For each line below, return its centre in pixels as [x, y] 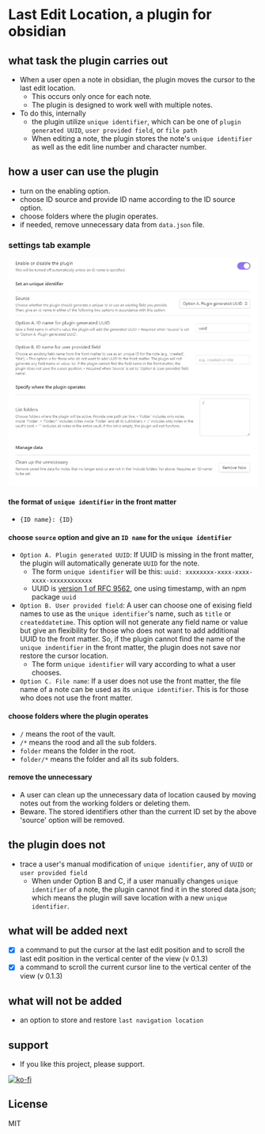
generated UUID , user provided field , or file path [114, 130]
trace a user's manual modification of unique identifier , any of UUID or [136, 864]
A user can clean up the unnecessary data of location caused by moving [138, 794]
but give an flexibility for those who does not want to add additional [129, 630]
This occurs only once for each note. [91, 96]
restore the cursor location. [64, 656]
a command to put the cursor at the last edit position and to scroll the [132, 950]
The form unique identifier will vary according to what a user [133, 664]
